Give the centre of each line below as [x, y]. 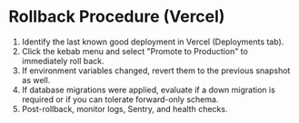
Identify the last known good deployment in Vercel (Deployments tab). [153, 42]
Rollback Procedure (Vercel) [117, 17]
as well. [36, 80]
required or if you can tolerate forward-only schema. [120, 99]
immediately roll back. [63, 61]
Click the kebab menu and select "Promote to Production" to [135, 51]
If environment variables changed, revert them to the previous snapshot [156, 71]
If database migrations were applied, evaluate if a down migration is [149, 90]
